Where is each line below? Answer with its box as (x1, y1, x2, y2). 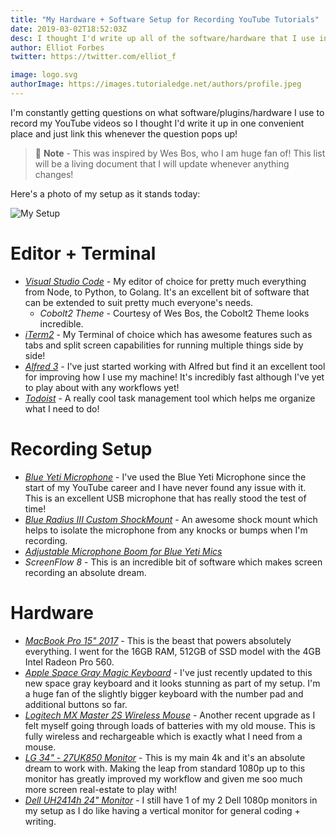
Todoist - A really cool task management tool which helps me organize (24, 392, 316, 404)
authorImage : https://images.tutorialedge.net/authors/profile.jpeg (10, 79, 302, 90)
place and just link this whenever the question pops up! (10, 127, 238, 140)
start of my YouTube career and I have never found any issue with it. (24, 481, 307, 493)
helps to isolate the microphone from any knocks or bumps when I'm (24, 524, 308, 536)
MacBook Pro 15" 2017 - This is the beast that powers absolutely (24, 634, 292, 646)
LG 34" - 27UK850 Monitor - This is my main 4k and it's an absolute (24, 751, 306, 763)
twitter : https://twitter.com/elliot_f (10, 52, 177, 62)
